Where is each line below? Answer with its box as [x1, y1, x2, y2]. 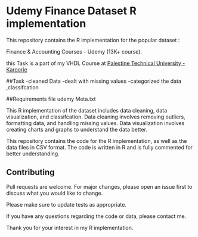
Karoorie [6, 66, 28, 73]
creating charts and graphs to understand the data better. [6, 126, 148, 133]
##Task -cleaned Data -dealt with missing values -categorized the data [6, 77, 182, 85]
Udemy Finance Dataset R [6, 4, 137, 18]
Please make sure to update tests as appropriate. [6, 201, 127, 208]
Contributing [6, 167, 55, 177]
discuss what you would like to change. [6, 189, 103, 197]
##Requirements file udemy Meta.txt [6, 95, 96, 102]
